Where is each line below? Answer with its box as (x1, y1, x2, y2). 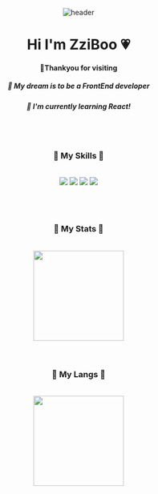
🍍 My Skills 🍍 (53, 151, 104, 162)
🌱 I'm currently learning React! (26, 101, 131, 111)
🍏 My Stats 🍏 (53, 223, 104, 235)
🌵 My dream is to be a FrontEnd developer (7, 81, 150, 91)
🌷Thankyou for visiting (39, 62, 118, 72)
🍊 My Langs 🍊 (51, 368, 106, 380)
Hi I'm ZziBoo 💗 (26, 36, 131, 54)
